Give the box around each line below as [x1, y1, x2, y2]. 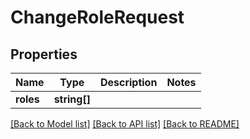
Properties [10, 46, 78, 63]
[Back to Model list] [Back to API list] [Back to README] [10, 118, 240, 130]
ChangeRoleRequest [10, 6, 185, 29]
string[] [53, 92, 91, 106]
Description [99, 76, 158, 89]
